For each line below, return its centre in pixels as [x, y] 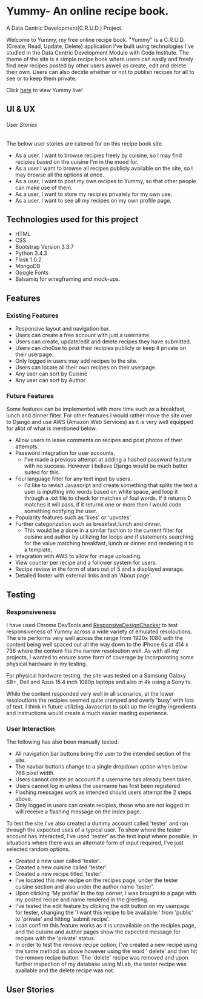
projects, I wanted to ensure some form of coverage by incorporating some [100, 658]
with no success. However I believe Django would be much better [106, 466]
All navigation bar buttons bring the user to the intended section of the [103, 754]
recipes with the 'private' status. [55, 938]
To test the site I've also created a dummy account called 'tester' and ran [97, 824]
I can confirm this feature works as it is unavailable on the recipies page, [105, 926]
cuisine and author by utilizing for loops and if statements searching [109, 537]
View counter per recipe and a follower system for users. [86, 563]
